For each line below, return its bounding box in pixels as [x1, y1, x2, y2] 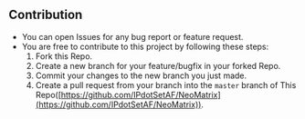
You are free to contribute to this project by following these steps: [21, 41, 269, 52]
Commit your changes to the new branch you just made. [35, 70, 247, 81]
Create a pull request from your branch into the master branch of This [35, 79, 297, 90]
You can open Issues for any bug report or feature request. [21, 31, 244, 42]
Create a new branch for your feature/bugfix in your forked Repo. [35, 60, 281, 71]
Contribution [8, 7, 83, 23]
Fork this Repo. [35, 50, 93, 62]
